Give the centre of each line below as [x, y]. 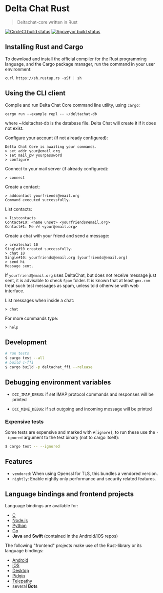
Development [26, 342]
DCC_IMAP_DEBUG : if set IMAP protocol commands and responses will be [83, 394]
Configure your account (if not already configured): [57, 138]
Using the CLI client [35, 93]
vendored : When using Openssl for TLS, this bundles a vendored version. [85, 474]
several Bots [25, 586]
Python [19, 526]
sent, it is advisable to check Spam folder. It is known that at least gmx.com [78, 280]
